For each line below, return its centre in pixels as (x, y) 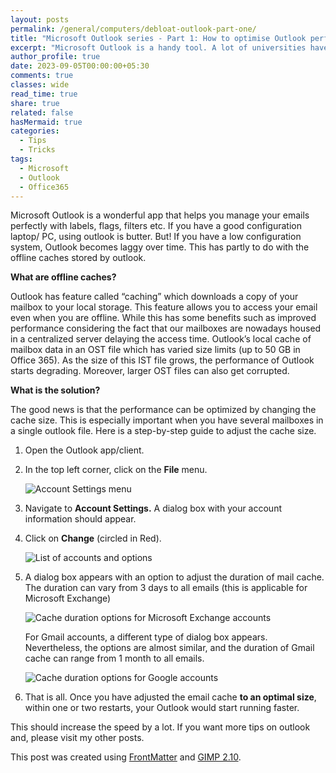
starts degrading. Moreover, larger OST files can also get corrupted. (150, 371)
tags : (21, 159)
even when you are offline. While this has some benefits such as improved (163, 318)
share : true (35, 103)
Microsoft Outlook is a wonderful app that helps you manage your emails (160, 215)
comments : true (42, 76)
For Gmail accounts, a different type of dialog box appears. (146, 637)
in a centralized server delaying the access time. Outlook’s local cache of (161, 339)
